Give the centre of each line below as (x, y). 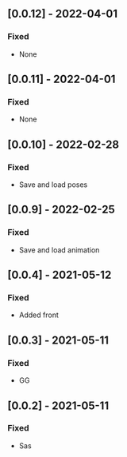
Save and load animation (59, 250)
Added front (38, 315)
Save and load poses (53, 185)
